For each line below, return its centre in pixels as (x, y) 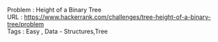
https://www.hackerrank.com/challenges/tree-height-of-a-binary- (117, 17)
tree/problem (26, 24)
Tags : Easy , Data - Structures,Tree (57, 31)
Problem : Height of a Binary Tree (54, 10)
